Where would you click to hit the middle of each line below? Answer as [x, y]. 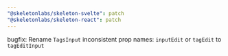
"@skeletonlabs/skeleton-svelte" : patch [66, 13]
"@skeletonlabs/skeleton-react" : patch [64, 20]
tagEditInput [26, 46]
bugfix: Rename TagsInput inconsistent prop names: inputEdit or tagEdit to [114, 39]
